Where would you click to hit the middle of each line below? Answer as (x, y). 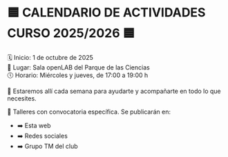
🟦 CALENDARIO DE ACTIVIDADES (106, 13)
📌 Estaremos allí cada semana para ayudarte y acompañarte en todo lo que (114, 91)
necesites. (22, 98)
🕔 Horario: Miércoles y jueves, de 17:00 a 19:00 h (78, 75)
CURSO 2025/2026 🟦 (71, 33)
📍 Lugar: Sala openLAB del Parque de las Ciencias (78, 67)
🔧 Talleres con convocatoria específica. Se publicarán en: (89, 112)
